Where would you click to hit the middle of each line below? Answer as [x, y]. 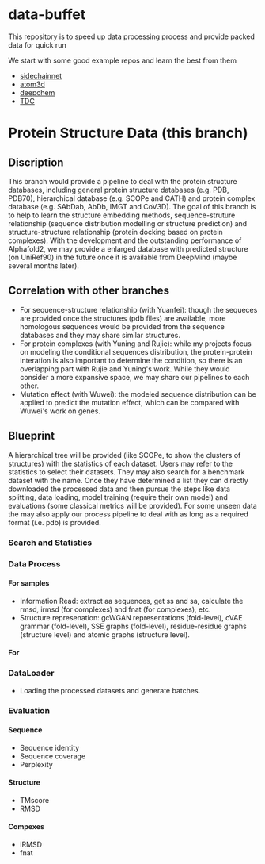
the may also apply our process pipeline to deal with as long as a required [128, 514]
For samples [29, 583]
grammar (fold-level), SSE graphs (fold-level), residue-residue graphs [133, 626]
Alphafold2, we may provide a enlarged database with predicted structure [128, 248]
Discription [36, 162]
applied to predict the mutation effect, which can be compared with [129, 402]
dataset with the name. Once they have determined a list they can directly [129, 480]
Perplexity [36, 764]
